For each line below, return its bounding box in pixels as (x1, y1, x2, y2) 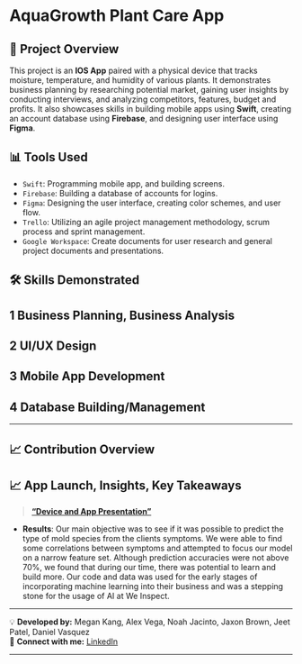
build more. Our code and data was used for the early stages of (22, 571, 258, 582)
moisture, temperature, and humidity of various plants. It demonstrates (9, 75, 271, 86)
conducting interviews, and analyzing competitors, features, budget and (9, 94, 277, 105)
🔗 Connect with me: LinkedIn (9, 636, 119, 647)
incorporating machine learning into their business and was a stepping (22, 581, 284, 592)
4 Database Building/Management (9, 399, 206, 414)
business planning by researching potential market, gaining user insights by (9, 85, 289, 95)
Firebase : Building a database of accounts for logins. (22, 187, 218, 198)
